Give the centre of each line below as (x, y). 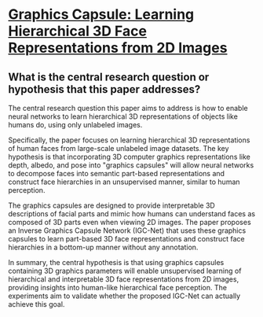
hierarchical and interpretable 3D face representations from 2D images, (124, 279)
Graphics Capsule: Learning (101, 15)
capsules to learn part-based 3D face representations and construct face (126, 239)
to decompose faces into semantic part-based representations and (117, 173)
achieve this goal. (37, 304)
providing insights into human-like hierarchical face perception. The (118, 288)
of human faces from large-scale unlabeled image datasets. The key (119, 148)
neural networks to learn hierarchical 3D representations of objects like (123, 116)
